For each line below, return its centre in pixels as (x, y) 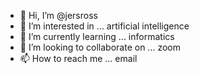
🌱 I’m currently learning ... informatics (97, 36)
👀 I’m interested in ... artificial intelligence (104, 26)
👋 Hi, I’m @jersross (58, 15)
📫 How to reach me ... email (78, 58)
